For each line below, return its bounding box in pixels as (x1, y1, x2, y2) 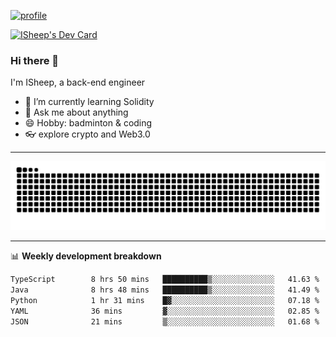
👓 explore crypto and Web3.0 (24, 128, 151, 140)
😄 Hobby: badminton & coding (24, 117, 153, 129)
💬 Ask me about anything (24, 106, 129, 119)
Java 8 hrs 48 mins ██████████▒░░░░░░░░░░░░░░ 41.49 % (10, 285, 320, 295)
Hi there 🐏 (10, 53, 60, 67)
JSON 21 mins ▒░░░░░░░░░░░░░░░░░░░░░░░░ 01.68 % (10, 316, 320, 327)
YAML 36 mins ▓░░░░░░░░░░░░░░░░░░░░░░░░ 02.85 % (10, 306, 320, 316)
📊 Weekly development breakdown (10, 250, 162, 262)
